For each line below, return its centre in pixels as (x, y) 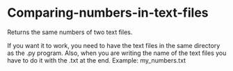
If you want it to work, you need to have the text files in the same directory (114, 45)
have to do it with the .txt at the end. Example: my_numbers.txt (97, 60)
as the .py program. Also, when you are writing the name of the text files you (117, 53)
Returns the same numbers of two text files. (70, 32)
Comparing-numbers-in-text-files (108, 13)
